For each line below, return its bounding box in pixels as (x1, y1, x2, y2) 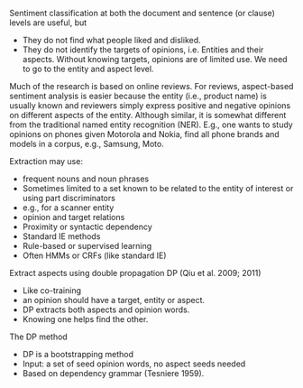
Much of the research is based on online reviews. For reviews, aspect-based (9, 81, 294, 91)
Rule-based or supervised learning (22, 241, 152, 251)
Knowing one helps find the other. (22, 314, 149, 324)
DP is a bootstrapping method (22, 349, 133, 359)
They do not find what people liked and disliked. (22, 35, 201, 45)
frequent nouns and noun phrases (22, 173, 150, 184)
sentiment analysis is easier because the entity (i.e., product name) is (9, 90, 268, 101)
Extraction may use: (9, 156, 84, 166)
